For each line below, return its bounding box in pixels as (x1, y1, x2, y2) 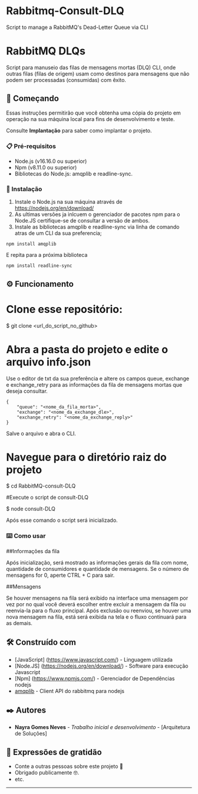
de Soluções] (14, 730, 47, 737)
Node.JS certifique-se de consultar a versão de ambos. (14, 217, 150, 224)
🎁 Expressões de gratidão (6, 747, 102, 757)
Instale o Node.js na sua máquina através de (14, 198, 123, 205)
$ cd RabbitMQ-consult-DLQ (6, 482, 76, 489)
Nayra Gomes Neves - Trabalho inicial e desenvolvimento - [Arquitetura (14, 724, 190, 731)
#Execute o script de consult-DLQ (6, 494, 88, 501)
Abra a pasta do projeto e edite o (6, 342, 169, 356)
